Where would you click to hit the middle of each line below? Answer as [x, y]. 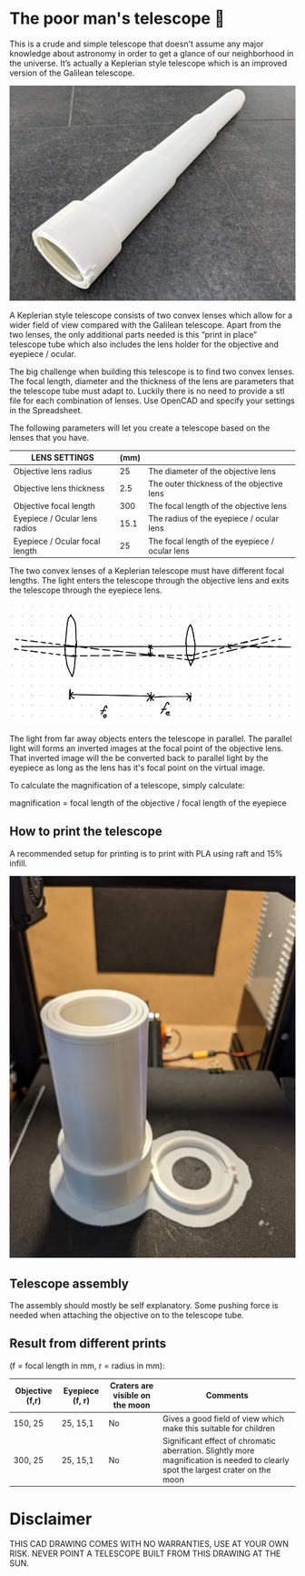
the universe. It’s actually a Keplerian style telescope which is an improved [148, 63]
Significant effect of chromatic [220, 1440]
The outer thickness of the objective [216, 483]
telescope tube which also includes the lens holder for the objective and [144, 344]
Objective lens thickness [59, 488]
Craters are [132, 1386]
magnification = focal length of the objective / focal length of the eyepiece [148, 803]
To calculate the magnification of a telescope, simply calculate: [127, 785]
